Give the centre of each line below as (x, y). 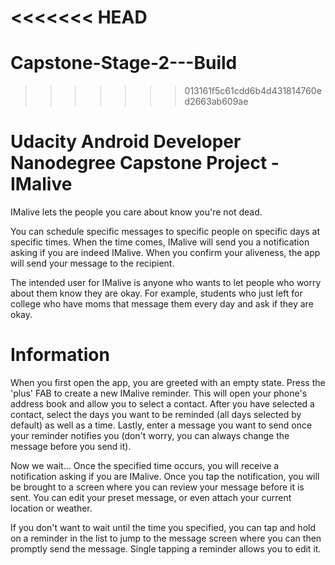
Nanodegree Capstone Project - (145, 163)
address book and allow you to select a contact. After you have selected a (162, 404)
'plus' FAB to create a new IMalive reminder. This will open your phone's (159, 393)
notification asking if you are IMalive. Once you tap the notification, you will (165, 476)
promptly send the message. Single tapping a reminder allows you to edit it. (166, 549)
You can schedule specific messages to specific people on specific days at (165, 232)
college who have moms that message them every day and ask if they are (162, 304)
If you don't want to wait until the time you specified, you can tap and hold (163, 527)
